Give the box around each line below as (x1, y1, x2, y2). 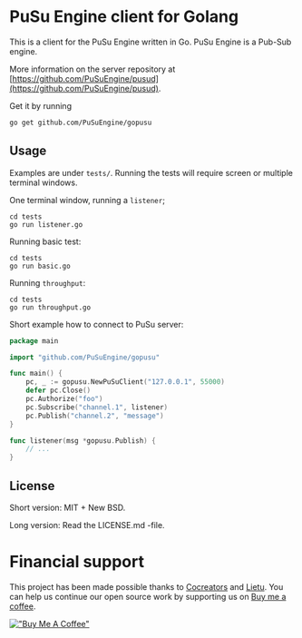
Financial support (9, 552, 145, 573)
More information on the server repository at (9, 64, 176, 74)
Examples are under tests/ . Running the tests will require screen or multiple (9, 167, 293, 178)
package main (9, 336, 59, 346)
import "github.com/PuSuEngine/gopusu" (9, 352, 161, 362)
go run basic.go (9, 261, 71, 270)
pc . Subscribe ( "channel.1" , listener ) (25, 402, 169, 412)
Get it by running (9, 100, 73, 111)
